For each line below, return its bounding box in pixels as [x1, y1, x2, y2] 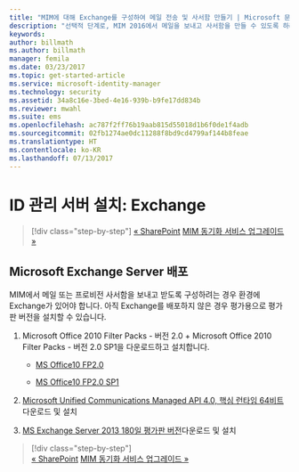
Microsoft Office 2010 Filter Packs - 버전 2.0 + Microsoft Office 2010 [21, 330, 272, 341]
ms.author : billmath [9, 46, 86, 55]
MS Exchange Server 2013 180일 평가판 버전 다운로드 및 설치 [21, 425, 237, 436]
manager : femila [9, 54, 69, 63]
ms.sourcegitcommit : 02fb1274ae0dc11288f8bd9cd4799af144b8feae [9, 129, 249, 138]
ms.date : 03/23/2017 [9, 63, 86, 72]
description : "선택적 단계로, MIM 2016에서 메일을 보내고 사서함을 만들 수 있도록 [9, 21, 279, 30]
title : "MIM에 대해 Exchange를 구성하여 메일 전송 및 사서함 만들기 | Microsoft [9, 12, 281, 22]
